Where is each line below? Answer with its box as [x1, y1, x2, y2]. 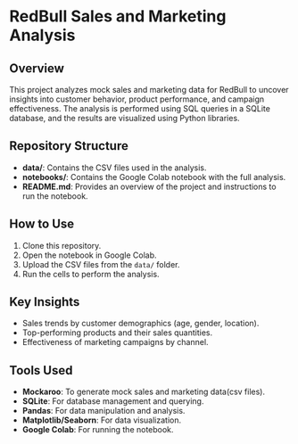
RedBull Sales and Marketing [9, 6, 227, 27]
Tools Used [9, 363, 73, 378]
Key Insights [9, 294, 80, 309]
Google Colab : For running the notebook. [21, 424, 174, 435]
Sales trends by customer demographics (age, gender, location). [21, 318, 260, 329]
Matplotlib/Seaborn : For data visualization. [21, 415, 182, 425]
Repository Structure [9, 138, 129, 153]
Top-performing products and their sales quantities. [21, 327, 213, 338]
